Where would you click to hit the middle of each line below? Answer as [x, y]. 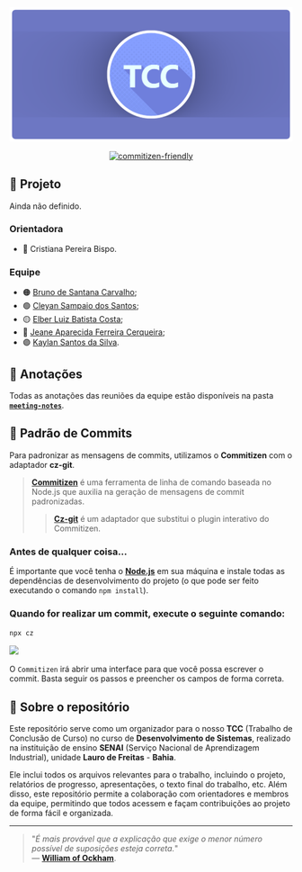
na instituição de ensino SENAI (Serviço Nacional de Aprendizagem [134, 748]
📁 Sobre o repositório [70, 707]
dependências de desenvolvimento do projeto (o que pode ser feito [134, 581]
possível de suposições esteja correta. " [105, 849]
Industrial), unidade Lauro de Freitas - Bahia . [93, 758]
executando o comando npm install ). [79, 590]
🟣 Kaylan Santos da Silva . [71, 342]
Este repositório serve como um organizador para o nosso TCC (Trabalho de [151, 729]
